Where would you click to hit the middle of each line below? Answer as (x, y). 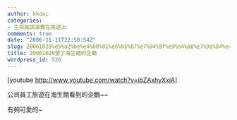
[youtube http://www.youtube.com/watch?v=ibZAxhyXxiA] (92, 80)
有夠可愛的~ (25, 109)
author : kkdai (28, 14)
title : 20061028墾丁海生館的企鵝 (52, 54)
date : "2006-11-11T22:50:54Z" (52, 40)
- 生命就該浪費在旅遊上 (37, 27)
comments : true (30, 34)
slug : (15, 47)
